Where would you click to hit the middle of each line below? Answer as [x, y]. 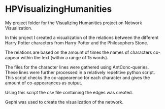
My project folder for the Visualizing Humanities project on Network [74, 23]
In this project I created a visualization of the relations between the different [82, 37]
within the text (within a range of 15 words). [64, 57]
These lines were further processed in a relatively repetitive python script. [80, 72]
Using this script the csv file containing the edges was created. [69, 92]
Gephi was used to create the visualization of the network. [64, 102]
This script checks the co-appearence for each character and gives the [78, 77]
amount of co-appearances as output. [44, 83]
